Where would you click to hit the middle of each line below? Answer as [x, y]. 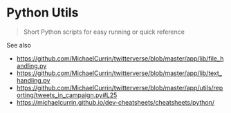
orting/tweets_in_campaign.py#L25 [67, 95]
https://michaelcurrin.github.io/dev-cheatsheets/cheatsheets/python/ [115, 102]
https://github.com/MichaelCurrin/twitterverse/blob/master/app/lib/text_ [119, 73]
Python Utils [43, 13]
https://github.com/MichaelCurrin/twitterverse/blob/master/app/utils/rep [120, 88]
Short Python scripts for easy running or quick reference [104, 32]
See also [19, 45]
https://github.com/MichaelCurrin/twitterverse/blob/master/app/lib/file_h [120, 58]
